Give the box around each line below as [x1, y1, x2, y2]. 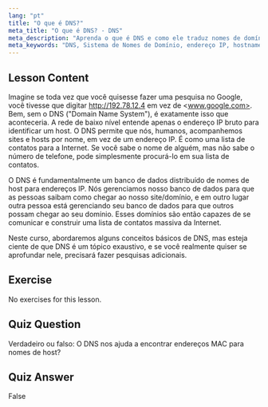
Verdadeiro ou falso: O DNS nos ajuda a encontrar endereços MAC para [8, 338, 245, 348]
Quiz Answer [8, 370, 74, 384]
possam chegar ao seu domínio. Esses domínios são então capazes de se [8, 209, 251, 219]
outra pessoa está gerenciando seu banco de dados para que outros [8, 200, 234, 210]
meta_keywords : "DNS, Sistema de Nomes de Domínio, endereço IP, [8, 41, 230, 49]
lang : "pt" [8, 11, 45, 20]
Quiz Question [8, 318, 81, 331]
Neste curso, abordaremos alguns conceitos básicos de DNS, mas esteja [8, 233, 248, 243]
